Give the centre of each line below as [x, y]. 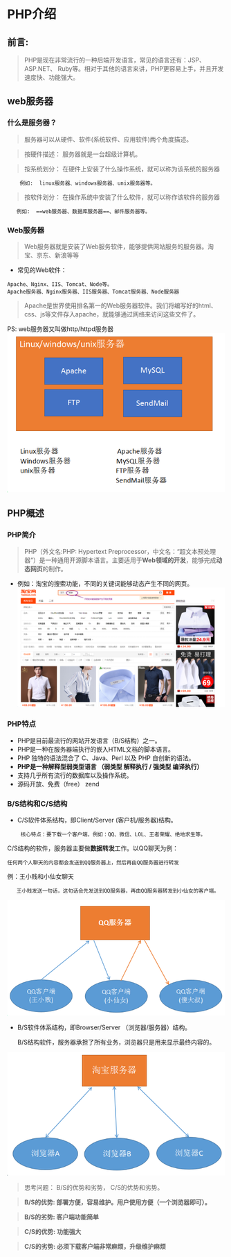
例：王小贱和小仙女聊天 [40, 877]
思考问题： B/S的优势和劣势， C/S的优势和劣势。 [94, 1187]
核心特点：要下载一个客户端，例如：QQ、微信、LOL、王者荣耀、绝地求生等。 [113, 835]
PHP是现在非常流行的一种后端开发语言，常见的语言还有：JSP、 [114, 60]
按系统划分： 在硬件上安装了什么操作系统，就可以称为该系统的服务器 [122, 169]
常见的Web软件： [42, 270]
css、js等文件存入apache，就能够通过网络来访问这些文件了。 [112, 314]
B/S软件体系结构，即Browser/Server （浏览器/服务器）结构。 [104, 1027]
